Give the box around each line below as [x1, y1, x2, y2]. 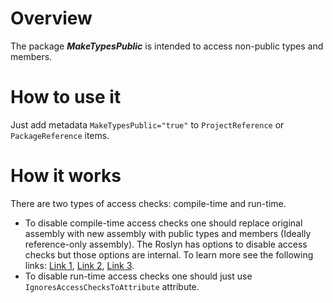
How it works [10, 165, 122, 187]
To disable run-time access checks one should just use [24, 270, 253, 282]
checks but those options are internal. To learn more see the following [24, 248, 314, 261]
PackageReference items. [10, 129, 110, 141]
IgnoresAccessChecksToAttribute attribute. [24, 280, 200, 292]
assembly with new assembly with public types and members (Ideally [24, 227, 312, 239]
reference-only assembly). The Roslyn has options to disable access [24, 238, 308, 250]
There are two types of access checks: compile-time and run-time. [10, 197, 287, 209]
